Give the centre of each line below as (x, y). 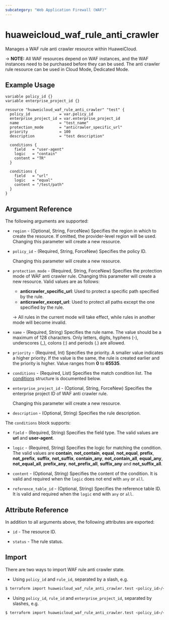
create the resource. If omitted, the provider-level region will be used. (84, 236)
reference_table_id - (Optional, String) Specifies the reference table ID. (87, 489)
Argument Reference (39, 209)
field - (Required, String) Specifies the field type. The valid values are (85, 433)
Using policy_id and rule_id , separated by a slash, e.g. (70, 579)
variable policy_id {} (29, 97)
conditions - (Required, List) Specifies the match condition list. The (82, 373)
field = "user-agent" (39, 150)
